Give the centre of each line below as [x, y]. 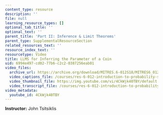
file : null [16, 18]
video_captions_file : [31, 77]
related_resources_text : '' [33, 45]
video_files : [18, 68]
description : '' [21, 14]
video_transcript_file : [33, 86]
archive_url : [23, 72]
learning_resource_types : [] [34, 23]
